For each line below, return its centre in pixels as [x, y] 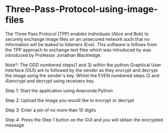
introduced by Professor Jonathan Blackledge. [53, 55]
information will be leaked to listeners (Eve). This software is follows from [81, 44]
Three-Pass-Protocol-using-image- [82, 9]
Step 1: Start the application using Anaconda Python [59, 90]
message [15, 125]
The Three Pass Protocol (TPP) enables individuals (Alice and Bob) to [77, 34]
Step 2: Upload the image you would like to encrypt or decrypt [70, 100]
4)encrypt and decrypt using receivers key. [50, 81]
